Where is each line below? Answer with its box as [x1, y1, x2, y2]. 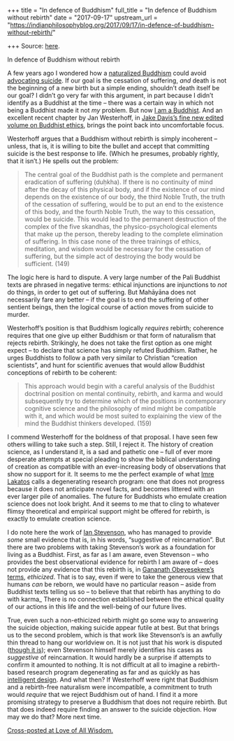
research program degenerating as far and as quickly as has [27, 668, 200, 676]
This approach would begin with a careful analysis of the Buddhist [24, 382, 215, 390]
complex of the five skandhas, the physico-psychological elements [24, 223, 218, 230]
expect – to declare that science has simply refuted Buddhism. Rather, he [7, 346, 218, 354]
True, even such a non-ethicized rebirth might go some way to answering [7, 616, 219, 624]
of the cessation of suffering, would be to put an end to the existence [24, 200, 224, 209]
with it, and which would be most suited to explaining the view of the [24, 412, 222, 420]
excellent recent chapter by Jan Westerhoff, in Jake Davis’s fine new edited [7, 113, 224, 122]
